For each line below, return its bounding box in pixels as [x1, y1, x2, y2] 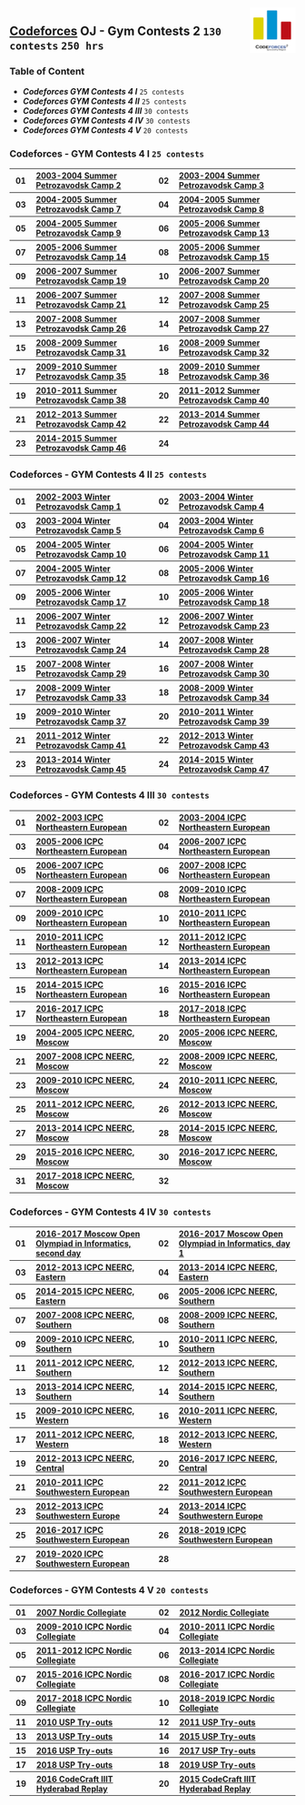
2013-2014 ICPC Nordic [179, 1645, 275, 1656]
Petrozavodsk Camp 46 [35, 443, 127, 454]
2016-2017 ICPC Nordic [179, 1669, 275, 1679]
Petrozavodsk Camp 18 [178, 596, 270, 607]
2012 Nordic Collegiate [179, 1607, 270, 1618]
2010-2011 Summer [35, 385, 118, 397]
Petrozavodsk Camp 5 [35, 525, 122, 536]
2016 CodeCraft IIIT [35, 1773, 113, 1784]
